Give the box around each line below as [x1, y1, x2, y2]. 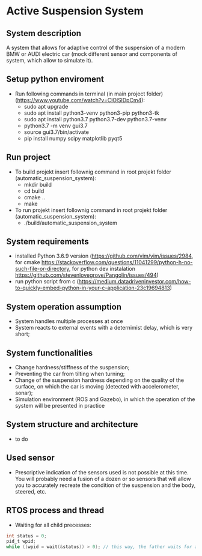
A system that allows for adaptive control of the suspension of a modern [6, 44, 185, 51]
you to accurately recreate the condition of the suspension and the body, [14, 482, 196, 489]
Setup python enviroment [6, 74, 104, 85]
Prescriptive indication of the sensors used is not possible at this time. [14, 468, 189, 476]
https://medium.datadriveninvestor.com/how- [78, 278, 191, 285]
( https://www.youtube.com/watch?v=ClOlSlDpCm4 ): [14, 96, 145, 103]
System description [6, 28, 82, 38]
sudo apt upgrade [23, 103, 69, 110]
